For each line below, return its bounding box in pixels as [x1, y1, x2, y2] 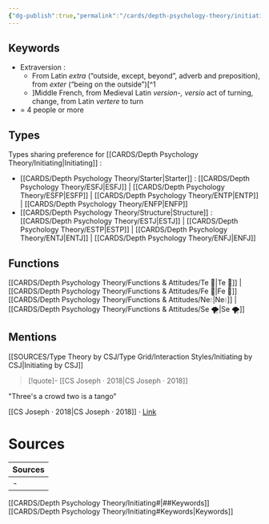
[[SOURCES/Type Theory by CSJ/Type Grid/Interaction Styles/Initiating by [8, 352, 253, 361]
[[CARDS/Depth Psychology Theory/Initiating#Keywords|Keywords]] [8, 506, 234, 516]
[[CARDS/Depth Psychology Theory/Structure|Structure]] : [19, 208, 213, 217]
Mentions [8, 330, 58, 345]
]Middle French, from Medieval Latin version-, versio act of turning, [31, 88, 254, 98]
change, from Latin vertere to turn [31, 97, 144, 107]
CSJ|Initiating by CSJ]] [8, 360, 84, 369]
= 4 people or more [19, 105, 84, 115]
